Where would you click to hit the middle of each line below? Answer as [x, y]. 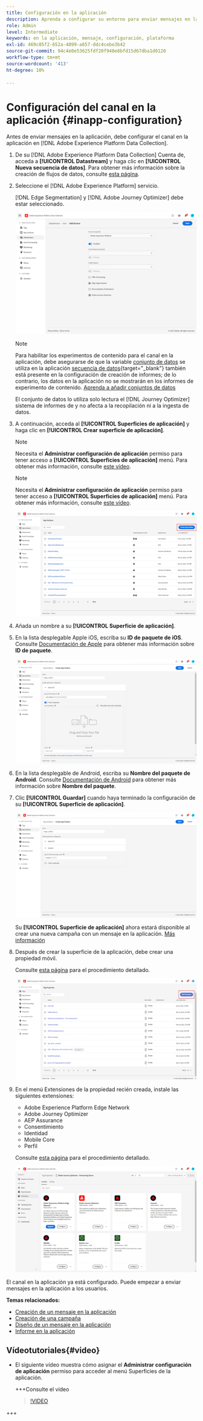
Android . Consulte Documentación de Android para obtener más [95, 780]
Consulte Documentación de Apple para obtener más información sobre [105, 644]
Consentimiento [44, 1127]
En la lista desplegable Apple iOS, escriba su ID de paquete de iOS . [99, 637]
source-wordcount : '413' [37, 63]
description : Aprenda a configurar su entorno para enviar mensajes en [98, 19]
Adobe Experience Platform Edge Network [77, 1108]
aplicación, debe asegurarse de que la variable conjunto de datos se [100, 362]
